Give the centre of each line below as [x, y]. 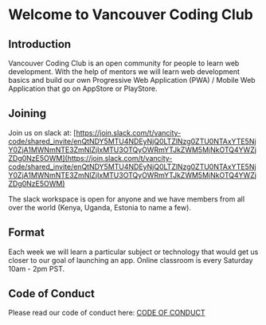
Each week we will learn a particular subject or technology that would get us [133, 252]
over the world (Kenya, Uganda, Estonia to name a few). [100, 207]
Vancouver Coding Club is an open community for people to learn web [124, 63]
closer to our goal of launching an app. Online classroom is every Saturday [131, 260]
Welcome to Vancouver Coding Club [131, 15]
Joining [27, 114]
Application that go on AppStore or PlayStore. [83, 88]
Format [27, 233]
